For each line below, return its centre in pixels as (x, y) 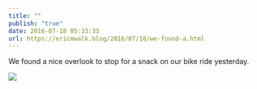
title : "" (25, 16)
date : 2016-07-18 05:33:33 (54, 31)
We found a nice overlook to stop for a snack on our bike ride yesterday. (129, 61)
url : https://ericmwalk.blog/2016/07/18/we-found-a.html (107, 38)
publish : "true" (36, 23)
